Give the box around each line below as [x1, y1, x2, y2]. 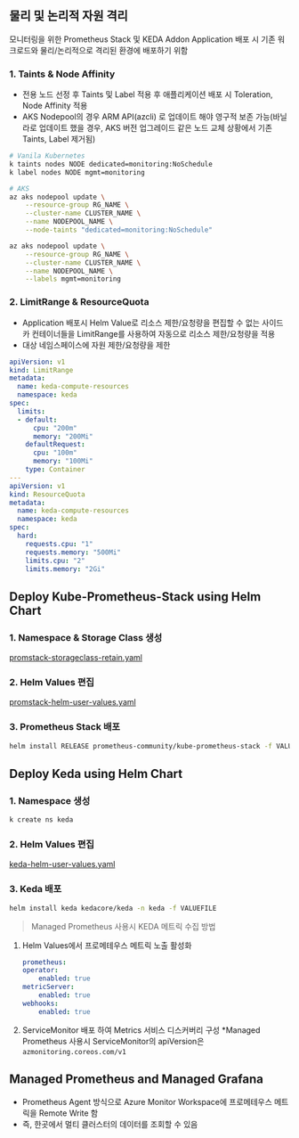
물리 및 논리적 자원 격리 [9, 8, 129, 24]
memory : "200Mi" [32, 431, 93, 441]
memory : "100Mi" [32, 457, 93, 466]
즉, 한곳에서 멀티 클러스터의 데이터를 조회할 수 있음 [21, 1118, 198, 1129]
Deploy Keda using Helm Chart [9, 765, 183, 782]
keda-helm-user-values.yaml [9, 859, 116, 870]
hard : [17, 531, 38, 541]
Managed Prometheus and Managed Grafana [9, 1072, 264, 1087]
